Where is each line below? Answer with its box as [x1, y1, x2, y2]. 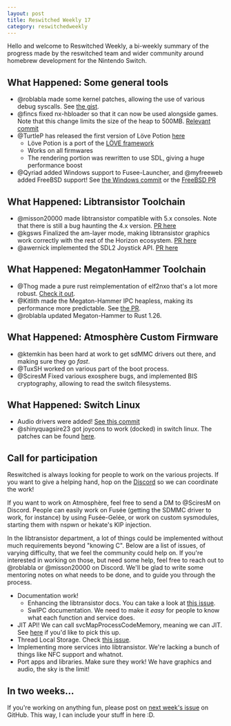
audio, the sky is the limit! [17, 665, 90, 673]
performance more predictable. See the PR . [17, 304, 141, 312]
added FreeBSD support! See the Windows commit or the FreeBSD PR [17, 176, 217, 184]
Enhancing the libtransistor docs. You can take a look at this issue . [27, 599, 216, 607]
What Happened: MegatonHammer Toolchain [7, 263, 206, 275]
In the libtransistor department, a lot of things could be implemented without [7, 534, 223, 543]
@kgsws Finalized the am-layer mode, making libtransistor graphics [17, 229, 210, 237]
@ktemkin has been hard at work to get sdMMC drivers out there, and [17, 350, 216, 358]
